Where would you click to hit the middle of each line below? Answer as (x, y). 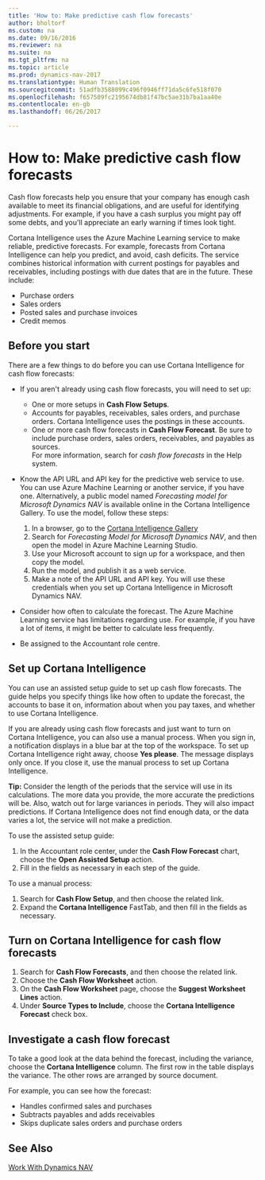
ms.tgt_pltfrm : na (38, 60)
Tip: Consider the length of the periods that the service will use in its (120, 786)
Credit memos (43, 321)
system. (44, 463)
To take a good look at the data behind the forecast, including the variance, (131, 1058)
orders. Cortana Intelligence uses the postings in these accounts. (138, 421)
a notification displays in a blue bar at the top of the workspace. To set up (129, 746)
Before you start (49, 346)
